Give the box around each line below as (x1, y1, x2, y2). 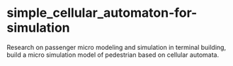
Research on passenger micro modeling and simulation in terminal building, (6, 43, 227, 51)
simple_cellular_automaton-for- (6, 5, 198, 21)
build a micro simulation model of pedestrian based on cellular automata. (6, 51, 220, 59)
